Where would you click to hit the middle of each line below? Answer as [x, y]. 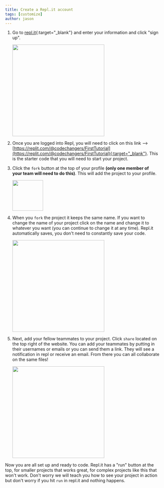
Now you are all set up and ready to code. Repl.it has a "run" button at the [80, 465]
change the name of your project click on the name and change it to [81, 223]
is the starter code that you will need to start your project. [70, 159]
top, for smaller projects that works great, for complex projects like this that [81, 470]
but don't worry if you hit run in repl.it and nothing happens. [65, 481]
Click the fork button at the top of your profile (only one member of [81, 168]
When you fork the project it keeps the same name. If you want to [79, 218]
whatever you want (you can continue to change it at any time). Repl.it [82, 228]
